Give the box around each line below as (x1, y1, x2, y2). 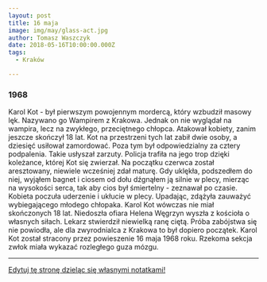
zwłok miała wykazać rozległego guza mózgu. (8, 242, 159, 252)
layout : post (8, 11, 52, 20)
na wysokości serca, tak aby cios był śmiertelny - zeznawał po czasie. (8, 183, 238, 193)
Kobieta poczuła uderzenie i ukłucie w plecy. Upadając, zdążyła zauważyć (8, 191, 252, 201)
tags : (8, 48, 26, 56)
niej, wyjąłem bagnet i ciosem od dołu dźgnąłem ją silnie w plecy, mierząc (8, 175, 250, 184)
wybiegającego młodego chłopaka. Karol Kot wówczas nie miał (8, 200, 215, 210)
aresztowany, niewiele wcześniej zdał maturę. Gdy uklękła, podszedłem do (8, 166, 253, 176)
